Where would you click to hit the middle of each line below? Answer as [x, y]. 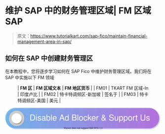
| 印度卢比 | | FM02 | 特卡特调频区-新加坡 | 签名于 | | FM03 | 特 [81, 94]
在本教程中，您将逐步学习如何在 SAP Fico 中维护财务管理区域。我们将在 [78, 71]
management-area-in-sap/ [44, 41]
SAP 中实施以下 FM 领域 [30, 77]
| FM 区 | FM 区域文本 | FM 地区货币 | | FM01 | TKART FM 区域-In [83, 88]
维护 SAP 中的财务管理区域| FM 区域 [78, 11]
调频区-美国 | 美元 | [41, 100]
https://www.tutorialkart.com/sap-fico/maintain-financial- [89, 36]
